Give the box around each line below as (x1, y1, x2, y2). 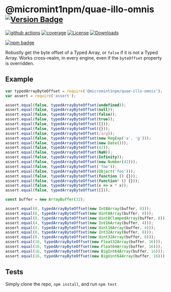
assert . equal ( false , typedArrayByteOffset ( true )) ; (5, 117, 115, 122)
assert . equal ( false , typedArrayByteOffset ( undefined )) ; (5, 102, 126, 108)
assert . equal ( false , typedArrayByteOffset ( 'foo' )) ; (5, 164, 117, 169)
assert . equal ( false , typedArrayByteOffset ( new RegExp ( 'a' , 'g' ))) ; (5, 136, 152, 141)
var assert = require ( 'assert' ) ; (5, 93, 76, 98)
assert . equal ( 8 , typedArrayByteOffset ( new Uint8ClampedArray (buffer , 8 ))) (5, 216, 167, 221)
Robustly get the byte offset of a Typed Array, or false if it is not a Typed (5, 49, 158, 56)
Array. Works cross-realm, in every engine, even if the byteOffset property (5, 55, 162, 61)
